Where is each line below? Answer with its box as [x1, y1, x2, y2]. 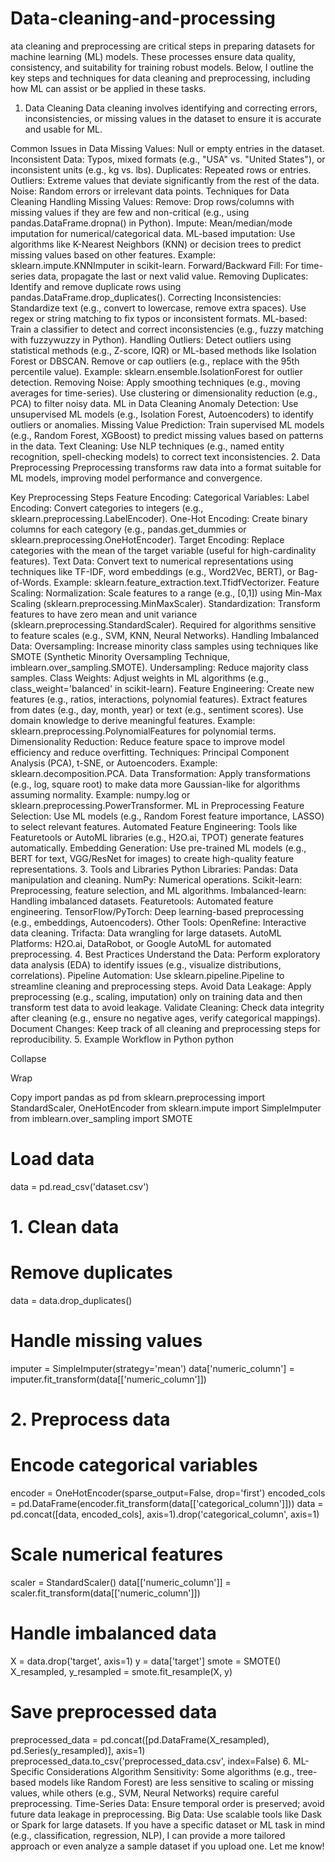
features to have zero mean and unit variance [10, 608, 198, 620]
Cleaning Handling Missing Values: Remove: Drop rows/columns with [10, 195, 295, 207]
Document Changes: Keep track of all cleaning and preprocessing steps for [10, 1022, 321, 1034]
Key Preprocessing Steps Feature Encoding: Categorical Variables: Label [10, 491, 310, 503]
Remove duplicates [10, 1262, 173, 1284]
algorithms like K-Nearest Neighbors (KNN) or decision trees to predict [10, 238, 302, 250]
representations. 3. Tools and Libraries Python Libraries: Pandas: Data [10, 863, 299, 875]
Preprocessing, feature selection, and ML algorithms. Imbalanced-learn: [10, 884, 307, 896]
